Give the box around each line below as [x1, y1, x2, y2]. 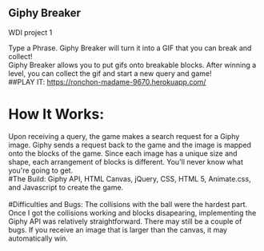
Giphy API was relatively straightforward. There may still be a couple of [8, 216, 242, 226]
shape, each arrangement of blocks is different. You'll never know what [8, 157, 244, 166]
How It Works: [8, 106, 105, 123]
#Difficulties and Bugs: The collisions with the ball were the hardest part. [8, 199, 248, 209]
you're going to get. [8, 165, 74, 175]
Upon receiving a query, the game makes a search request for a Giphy [8, 131, 240, 141]
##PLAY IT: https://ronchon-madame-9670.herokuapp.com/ [8, 77, 206, 86]
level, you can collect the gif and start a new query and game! [8, 68, 212, 78]
